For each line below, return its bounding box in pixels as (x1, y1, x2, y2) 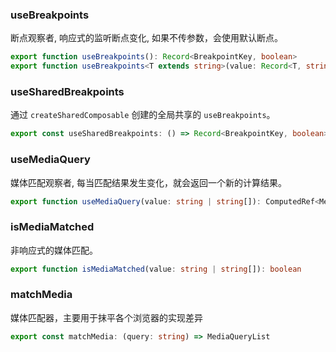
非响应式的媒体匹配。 (10, 244, 98, 256)
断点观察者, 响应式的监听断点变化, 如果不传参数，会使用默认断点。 (10, 32, 283, 44)
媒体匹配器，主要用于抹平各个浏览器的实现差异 (10, 311, 203, 323)
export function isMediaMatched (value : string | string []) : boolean (10, 264, 302, 274)
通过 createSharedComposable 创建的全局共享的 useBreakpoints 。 (10, 109, 276, 121)
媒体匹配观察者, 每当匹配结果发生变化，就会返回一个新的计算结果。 (10, 176, 287, 188)
